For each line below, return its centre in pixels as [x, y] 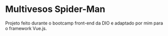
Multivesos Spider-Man [55, 9]
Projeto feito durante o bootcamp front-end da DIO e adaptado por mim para [84, 23]
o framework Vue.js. [26, 28]
